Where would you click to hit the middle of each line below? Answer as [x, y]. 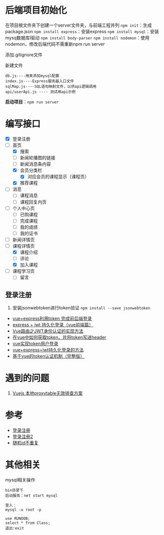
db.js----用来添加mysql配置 [32, 76]
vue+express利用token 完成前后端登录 [52, 318]
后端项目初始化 [36, 10]
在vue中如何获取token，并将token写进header [59, 338]
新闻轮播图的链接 [38, 158]
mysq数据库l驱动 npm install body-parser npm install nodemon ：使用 [77, 38]
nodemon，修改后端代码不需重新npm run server [55, 44]
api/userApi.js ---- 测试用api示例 [41, 92]
